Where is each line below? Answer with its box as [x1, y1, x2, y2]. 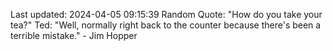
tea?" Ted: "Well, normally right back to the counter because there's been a [10, 19, 322, 31]
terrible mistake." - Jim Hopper [10, 30, 138, 41]
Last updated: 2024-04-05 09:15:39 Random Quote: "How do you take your [10, 9, 323, 20]
